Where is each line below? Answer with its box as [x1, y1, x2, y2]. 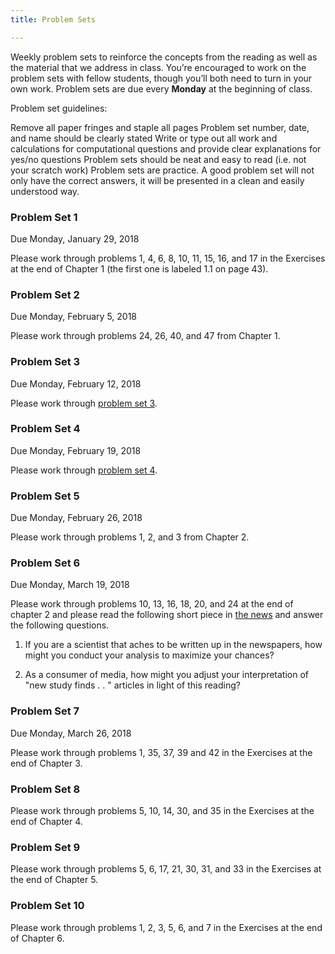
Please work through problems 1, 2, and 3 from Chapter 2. [10, 531, 250, 543]
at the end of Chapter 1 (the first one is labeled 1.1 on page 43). [10, 262, 269, 275]
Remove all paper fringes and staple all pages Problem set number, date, [10, 121, 310, 133]
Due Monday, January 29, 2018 [10, 232, 140, 245]
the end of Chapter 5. [10, 874, 99, 886]
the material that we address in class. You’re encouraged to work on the [10, 61, 307, 73]
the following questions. [10, 619, 110, 631]
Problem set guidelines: [10, 102, 108, 114]
